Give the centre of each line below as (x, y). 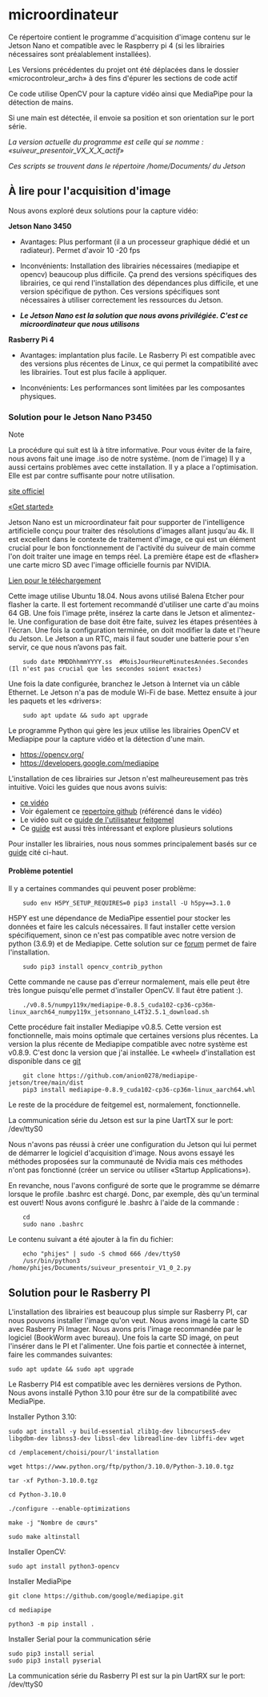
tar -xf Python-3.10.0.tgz (53, 1481)
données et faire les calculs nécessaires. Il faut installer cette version (122, 927)
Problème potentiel (41, 871)
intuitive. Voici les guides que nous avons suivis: (88, 787)
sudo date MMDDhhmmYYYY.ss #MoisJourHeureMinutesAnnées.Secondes (136, 662)
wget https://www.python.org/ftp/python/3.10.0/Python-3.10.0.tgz (121, 1467)
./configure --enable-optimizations (69, 1509)
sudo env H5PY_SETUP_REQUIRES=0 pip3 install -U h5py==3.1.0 (126, 903)
